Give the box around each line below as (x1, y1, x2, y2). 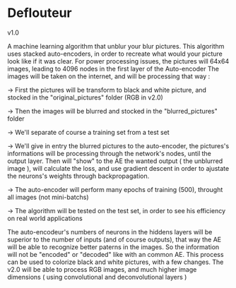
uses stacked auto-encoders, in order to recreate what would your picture (7, 49, 223, 58)
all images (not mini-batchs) (7, 193, 90, 201)
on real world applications (7, 214, 83, 222)
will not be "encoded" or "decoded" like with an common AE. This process (7, 250, 224, 258)
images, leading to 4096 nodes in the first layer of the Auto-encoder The (7, 64, 219, 73)
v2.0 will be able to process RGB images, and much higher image (7, 265, 197, 273)
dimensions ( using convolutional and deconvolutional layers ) (7, 272, 187, 281)
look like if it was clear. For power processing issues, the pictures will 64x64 (7, 56, 230, 65)
